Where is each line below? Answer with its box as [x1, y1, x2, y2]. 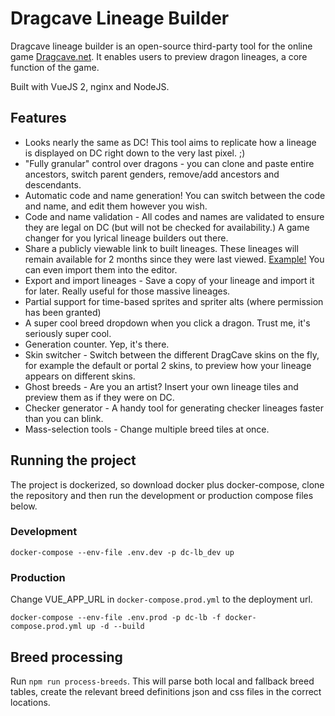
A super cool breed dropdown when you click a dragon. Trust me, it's [24, 317, 311, 329]
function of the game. [10, 61, 100, 73]
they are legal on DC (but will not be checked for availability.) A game [24, 221, 310, 233]
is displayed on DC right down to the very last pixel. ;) [24, 147, 246, 159]
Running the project [10, 452, 137, 469]
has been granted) [24, 306, 102, 318]
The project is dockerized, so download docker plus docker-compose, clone [10, 478, 325, 491]
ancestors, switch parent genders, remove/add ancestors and [24, 168, 280, 180]
